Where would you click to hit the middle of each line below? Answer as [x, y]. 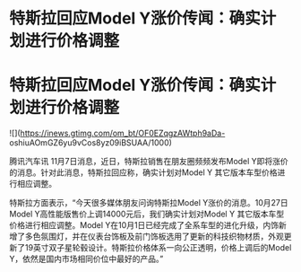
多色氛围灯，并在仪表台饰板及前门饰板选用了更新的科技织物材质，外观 [154, 237]
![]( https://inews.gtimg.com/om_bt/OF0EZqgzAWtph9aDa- [117, 133]
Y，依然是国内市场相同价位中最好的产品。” [86, 259]
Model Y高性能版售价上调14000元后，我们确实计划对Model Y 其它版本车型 [147, 214]
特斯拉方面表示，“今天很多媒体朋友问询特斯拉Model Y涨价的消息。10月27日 [149, 203]
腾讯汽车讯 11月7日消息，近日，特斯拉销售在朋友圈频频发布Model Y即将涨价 [149, 162]
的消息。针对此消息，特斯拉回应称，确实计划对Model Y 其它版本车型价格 [143, 172]
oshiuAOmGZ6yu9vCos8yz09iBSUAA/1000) [91, 143]
